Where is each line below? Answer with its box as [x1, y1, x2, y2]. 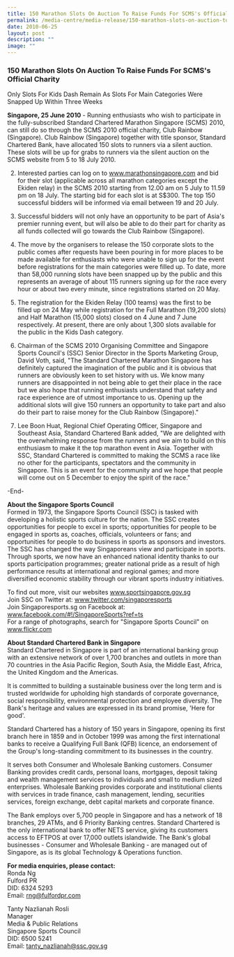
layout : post [7, 29, 45, 37]
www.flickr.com [7, 625, 52, 634]
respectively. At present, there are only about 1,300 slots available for [17, 321, 217, 329]
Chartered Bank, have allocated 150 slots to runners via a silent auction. [7, 141, 213, 149]
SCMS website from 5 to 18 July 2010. [7, 155, 116, 164]
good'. [7, 712, 26, 720]
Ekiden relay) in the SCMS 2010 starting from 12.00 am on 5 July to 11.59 [17, 184, 226, 192]
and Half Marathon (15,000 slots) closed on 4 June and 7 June [17, 313, 197, 321]
